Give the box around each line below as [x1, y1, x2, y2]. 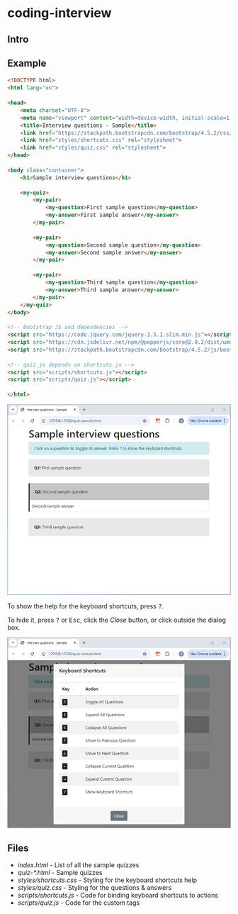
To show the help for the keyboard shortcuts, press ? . [7, 602, 164, 611]
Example [7, 57, 47, 69]
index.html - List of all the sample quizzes [17, 860, 140, 869]
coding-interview [7, 5, 112, 21]
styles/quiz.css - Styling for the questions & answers [17, 883, 172, 891]
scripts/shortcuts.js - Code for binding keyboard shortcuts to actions [17, 891, 218, 899]
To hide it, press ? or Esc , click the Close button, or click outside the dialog [7, 615, 227, 625]
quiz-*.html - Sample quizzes [17, 868, 103, 876]
